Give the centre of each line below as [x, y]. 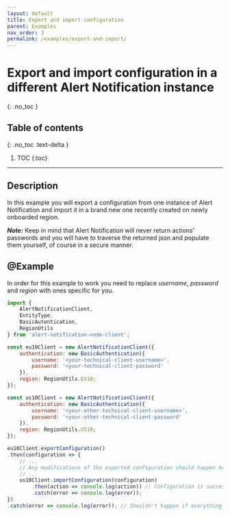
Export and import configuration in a [112, 73]
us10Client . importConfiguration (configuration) [88, 480]
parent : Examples [32, 26]
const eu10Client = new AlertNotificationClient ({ [81, 347]
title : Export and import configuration [66, 20]
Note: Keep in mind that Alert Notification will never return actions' [101, 230]
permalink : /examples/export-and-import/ [67, 39]
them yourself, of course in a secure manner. [70, 245]
